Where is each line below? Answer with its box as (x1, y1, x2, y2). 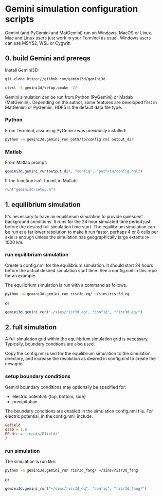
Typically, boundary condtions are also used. (5, 341, 95, 347)
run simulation (5, 448, 40, 455)
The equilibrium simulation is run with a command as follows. (5, 282, 127, 288)
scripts (5, 14, 34, 25)
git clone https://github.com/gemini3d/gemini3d (5, 76, 106, 81)
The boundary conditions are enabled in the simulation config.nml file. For (5, 408, 153, 414)
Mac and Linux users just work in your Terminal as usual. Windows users (5, 35, 151, 41)
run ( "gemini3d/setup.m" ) (5, 187, 55, 192)
